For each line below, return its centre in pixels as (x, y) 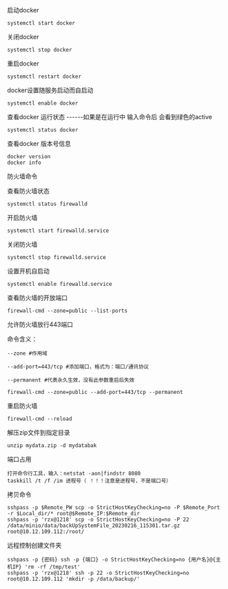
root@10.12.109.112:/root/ (46, 532)
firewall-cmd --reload (40, 419)
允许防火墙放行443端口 (40, 324)
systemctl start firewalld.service (58, 231)
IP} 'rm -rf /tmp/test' (46, 567)
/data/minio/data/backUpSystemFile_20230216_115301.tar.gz (94, 526)
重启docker (23, 63)
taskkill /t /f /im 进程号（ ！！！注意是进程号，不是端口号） (89, 481)
